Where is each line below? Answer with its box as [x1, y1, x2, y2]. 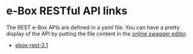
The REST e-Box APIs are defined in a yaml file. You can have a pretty [6, 24, 180, 31]
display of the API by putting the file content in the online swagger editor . [6, 30, 188, 37]
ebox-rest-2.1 [14, 42, 48, 49]
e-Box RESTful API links [6, 4, 128, 18]
